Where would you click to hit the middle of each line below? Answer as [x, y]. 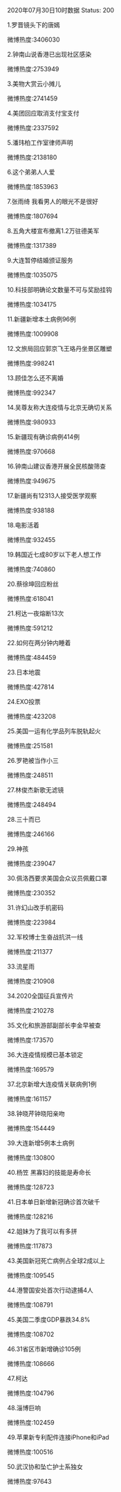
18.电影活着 [24, 525]
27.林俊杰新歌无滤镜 [36, 790]
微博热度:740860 [31, 569]
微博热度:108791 [30, 1305]
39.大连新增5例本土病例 [41, 1143]
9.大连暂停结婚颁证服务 [40, 260]
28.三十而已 [24, 819]
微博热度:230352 [31, 893]
